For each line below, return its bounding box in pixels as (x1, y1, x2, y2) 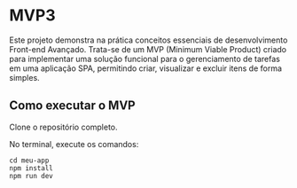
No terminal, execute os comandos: (9, 138, 139, 149)
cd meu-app (9, 156, 50, 165)
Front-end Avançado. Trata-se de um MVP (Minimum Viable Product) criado (9, 43, 286, 54)
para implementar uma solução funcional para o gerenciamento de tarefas (9, 53, 281, 64)
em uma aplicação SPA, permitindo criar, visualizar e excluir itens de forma (9, 63, 282, 74)
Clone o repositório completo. (9, 121, 118, 132)
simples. (9, 72, 40, 82)
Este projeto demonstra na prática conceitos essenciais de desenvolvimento (9, 35, 288, 45)
